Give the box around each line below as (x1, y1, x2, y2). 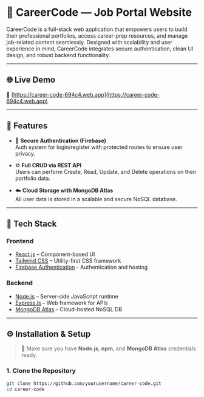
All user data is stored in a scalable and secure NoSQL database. (15, 195, 178, 202)
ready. (21, 351, 38, 359)
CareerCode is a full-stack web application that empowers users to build (6, 26, 188, 33)
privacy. (15, 150, 35, 157)
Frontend (6, 236, 34, 245)
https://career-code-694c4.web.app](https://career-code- (13, 91, 160, 98)
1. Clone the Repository (6, 367, 76, 375)
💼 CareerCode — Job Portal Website (6, 5, 192, 19)
